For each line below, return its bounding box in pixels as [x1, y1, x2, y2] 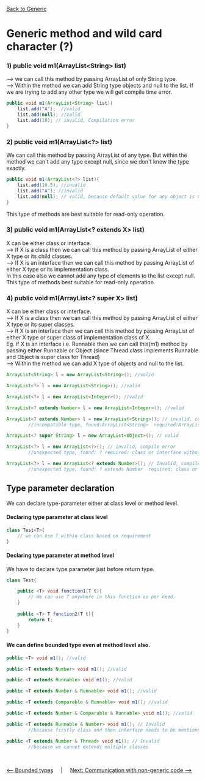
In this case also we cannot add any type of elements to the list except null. [6, 272, 195, 279]
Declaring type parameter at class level [6, 513, 108, 521]
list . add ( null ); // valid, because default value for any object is [17, 193, 195, 200]
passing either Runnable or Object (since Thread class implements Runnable [6, 347, 199, 354]
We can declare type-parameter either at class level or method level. [6, 499, 179, 507]
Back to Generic [6, 6, 47, 12]
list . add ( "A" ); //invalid [17, 187, 84, 194]
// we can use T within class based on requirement [17, 532, 151, 539]
